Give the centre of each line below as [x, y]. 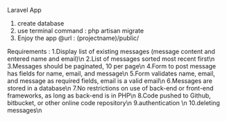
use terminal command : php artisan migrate [81, 31]
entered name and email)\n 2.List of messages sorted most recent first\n [111, 59]
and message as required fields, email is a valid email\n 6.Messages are [110, 81]
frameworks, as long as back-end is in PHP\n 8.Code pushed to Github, [109, 95]
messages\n [25, 110]
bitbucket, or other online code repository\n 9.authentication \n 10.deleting [113, 103]
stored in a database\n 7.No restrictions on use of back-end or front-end [110, 88]
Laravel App [24, 10]
